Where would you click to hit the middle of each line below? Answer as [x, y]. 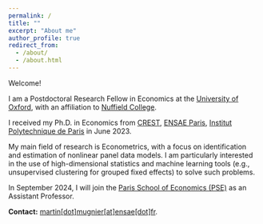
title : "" [25, 23]
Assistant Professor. [41, 196]
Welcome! [25, 83]
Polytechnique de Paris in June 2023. [70, 131]
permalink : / [30, 16]
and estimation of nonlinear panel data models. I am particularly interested [131, 155]
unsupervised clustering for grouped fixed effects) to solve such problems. [132, 172]
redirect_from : [34, 46]
